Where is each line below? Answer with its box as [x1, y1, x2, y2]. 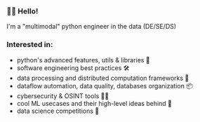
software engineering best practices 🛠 [16, 63, 130, 72]
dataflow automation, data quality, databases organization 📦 [16, 81, 194, 90]
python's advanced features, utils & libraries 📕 [16, 55, 150, 64]
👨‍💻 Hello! [6, 6, 39, 16]
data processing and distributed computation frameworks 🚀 [16, 74, 189, 82]
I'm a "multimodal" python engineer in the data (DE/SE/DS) [6, 22, 177, 31]
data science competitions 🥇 [16, 107, 100, 115]
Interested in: [6, 40, 53, 50]
